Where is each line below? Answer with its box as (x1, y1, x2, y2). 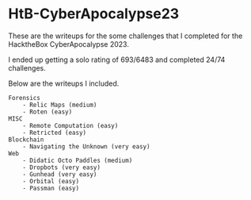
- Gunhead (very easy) (22, 170, 97, 179)
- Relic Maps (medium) (22, 101, 97, 109)
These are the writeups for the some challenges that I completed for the (8, 31, 243, 40)
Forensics (8, 94, 41, 102)
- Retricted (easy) (22, 129, 87, 137)
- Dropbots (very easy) (22, 163, 101, 171)
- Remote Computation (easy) (22, 121, 119, 129)
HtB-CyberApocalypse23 (8, 5, 180, 23)
